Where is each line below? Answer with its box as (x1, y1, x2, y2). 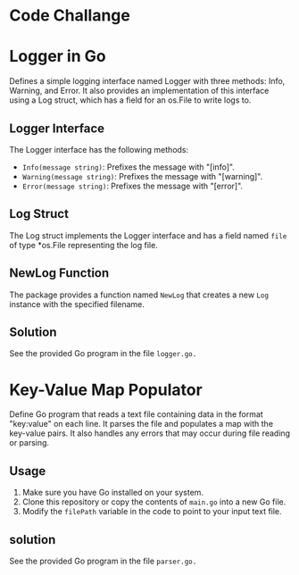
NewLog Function (9, 265, 110, 281)
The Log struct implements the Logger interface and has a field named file (9, 229, 287, 241)
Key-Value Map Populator (9, 379, 203, 400)
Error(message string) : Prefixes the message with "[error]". (21, 180, 244, 191)
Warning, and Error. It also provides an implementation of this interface (9, 86, 270, 96)
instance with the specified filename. (9, 298, 145, 309)
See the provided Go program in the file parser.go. (9, 555, 197, 566)
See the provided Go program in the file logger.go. (9, 348, 197, 359)
